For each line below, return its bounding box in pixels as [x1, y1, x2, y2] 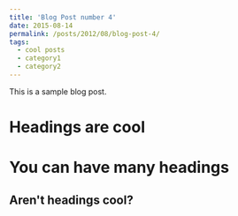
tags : [9, 37, 29, 47]
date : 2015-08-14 [9, 21, 73, 30]
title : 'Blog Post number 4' [9, 12, 117, 22]
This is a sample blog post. [9, 86, 107, 97]
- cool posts [17, 46, 65, 55]
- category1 [17, 54, 62, 63]
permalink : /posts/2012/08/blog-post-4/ [9, 29, 161, 38]
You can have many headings [9, 158, 230, 177]
